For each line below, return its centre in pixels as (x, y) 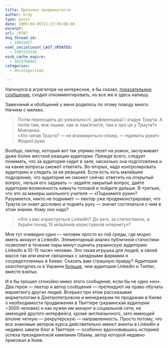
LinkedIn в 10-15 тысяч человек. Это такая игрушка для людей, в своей (81, 250)
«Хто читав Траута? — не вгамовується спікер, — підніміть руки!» (88, 136)
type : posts (18, 19)
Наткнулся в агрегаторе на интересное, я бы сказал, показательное (78, 89)
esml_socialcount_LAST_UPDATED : (39, 47)
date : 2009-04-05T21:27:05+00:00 (40, 24)
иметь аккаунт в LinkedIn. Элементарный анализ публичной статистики (82, 240)
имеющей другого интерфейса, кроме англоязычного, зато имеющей (80, 313)
